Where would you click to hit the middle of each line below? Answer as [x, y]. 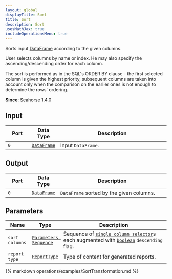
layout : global [21, 10]
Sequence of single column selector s [110, 234]
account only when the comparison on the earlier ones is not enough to [81, 84]
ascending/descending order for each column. [54, 64]
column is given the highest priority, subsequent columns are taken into [81, 79]
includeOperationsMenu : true [36, 34]
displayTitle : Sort [26, 15]
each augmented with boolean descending [113, 240]
